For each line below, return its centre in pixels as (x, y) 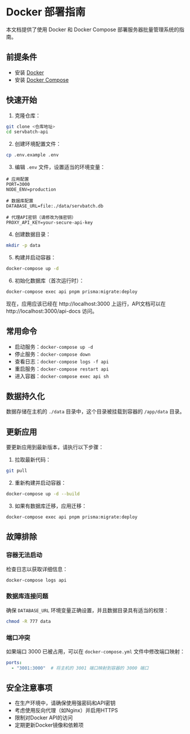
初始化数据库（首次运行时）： (49, 281)
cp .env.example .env (33, 155)
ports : (14, 662)
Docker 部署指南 (46, 12)
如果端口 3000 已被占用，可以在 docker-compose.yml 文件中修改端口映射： (96, 651)
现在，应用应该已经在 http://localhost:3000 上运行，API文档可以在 (86, 303)
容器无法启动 (24, 555)
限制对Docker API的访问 (44, 718)
